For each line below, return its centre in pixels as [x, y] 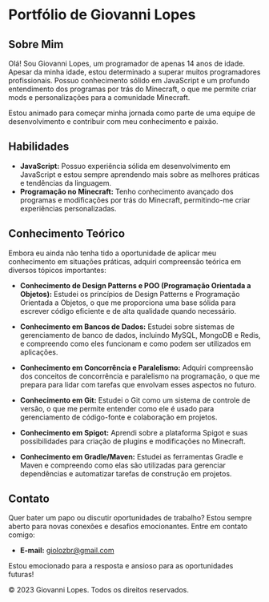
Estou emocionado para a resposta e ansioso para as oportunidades [121, 566]
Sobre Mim [36, 44]
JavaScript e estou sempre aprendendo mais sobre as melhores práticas [140, 175]
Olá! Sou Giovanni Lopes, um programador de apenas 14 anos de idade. [127, 63]
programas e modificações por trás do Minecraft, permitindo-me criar [135, 200]
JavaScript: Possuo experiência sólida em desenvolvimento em [125, 166]
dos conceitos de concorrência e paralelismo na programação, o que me [140, 376]
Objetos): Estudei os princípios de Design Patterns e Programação [130, 294]
